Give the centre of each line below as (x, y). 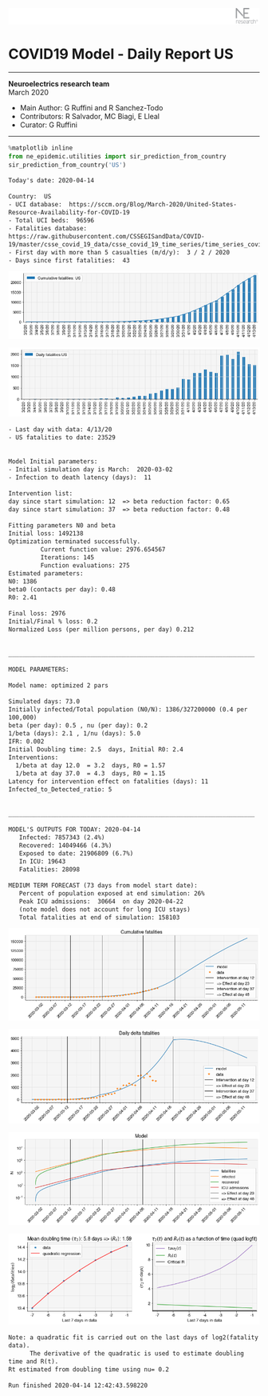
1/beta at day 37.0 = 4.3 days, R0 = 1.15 (91, 773)
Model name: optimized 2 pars (59, 685)
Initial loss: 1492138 (46, 533)
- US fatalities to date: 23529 (62, 437)
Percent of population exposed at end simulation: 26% (112, 893)
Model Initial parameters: (53, 461)
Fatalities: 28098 (49, 869)
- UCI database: (35, 204)
